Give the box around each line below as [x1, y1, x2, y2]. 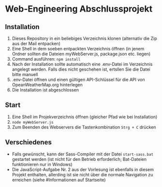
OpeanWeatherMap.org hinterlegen [12, 82, 83, 88]
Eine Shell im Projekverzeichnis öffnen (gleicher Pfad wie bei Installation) [12, 114, 158, 120]
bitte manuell [12, 72, 38, 77]
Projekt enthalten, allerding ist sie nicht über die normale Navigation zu [12, 171, 153, 177]
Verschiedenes [5, 138, 52, 146]
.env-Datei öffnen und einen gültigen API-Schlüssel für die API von [12, 77, 145, 82]
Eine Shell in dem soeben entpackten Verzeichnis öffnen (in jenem [12, 46, 145, 51]
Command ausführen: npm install [12, 56, 81, 62]
